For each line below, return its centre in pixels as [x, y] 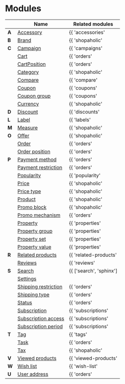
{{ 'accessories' [87, 32]
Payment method [37, 159]
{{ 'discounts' [84, 112]
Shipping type [33, 294]
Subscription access [41, 318]
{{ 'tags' [78, 334]
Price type [29, 191]
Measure [28, 128]
